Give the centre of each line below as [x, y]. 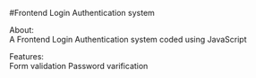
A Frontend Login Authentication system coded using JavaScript [128, 39]
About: [21, 30]
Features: [27, 56]
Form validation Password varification [79, 66]
